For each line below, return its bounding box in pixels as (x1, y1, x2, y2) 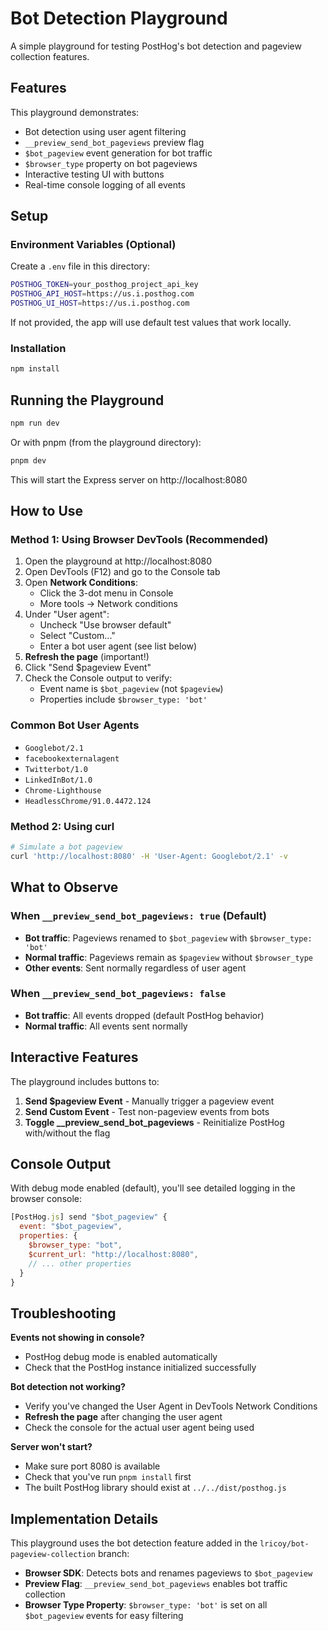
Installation (10, 341, 67, 355)
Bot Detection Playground (10, 7, 228, 30)
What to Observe (10, 879, 119, 896)
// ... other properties (28, 1258, 132, 1269)
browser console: (10, 1193, 83, 1205)
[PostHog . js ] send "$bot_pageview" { (10, 1212, 168, 1222)
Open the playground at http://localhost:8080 (24, 555, 213, 567)
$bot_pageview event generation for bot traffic (24, 147, 213, 159)
